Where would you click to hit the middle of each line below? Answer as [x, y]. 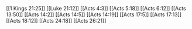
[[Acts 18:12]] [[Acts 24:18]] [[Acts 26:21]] [56, 21]
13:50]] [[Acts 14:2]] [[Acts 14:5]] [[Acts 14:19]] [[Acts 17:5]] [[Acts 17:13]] [94, 14]
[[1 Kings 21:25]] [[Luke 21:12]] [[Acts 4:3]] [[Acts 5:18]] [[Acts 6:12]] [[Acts [96, 8]
